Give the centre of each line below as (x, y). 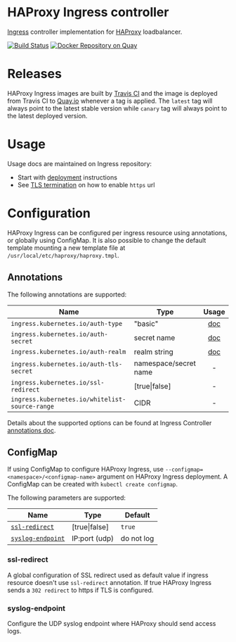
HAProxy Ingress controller (88, 12)
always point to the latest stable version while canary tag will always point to (117, 108)
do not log (137, 539)
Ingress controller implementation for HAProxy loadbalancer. (95, 32)
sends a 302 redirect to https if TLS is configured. (80, 590)
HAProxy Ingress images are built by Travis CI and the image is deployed (112, 93)
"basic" (146, 323)
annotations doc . (32, 430)
